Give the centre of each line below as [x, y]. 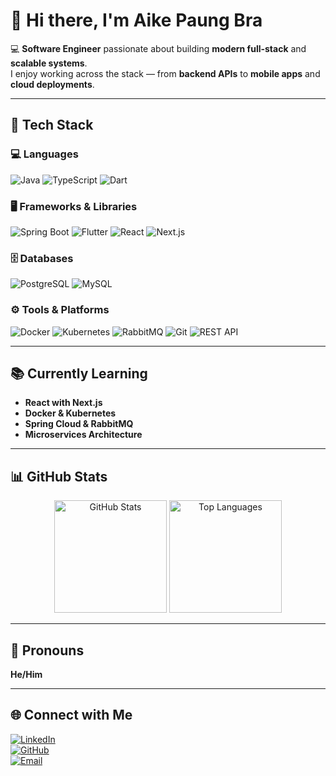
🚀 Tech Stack [52, 125]
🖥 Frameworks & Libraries [74, 206]
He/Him [26, 674]
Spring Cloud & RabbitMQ [79, 424]
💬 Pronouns [47, 650]
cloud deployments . [52, 84]
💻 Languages [44, 154]
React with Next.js [63, 403]
